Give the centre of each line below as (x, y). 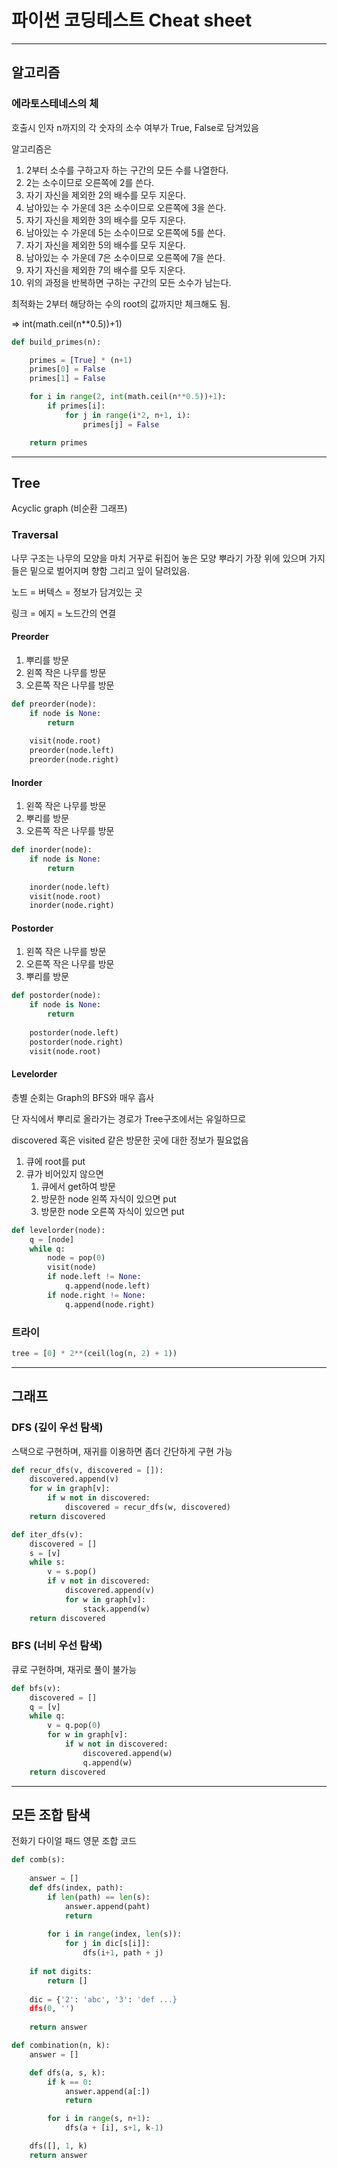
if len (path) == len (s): (99, 1897)
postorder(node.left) (74, 1032)
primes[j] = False (121, 424)
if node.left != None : (94, 1277)
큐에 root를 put (55, 1161)
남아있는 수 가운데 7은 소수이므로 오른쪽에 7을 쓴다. (125, 257)
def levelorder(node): (58, 1230)
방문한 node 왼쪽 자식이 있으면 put (108, 1198)
